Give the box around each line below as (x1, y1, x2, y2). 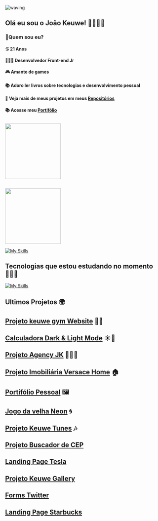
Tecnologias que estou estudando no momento (5, 262, 153, 271)
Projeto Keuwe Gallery (5, 474, 76, 482)
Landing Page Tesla (5, 457, 67, 466)
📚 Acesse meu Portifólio (5, 107, 57, 113)
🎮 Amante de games (5, 69, 49, 75)
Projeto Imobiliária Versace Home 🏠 (5, 368, 119, 376)
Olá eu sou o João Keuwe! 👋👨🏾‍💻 (5, 19, 105, 27)
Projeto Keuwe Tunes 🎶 (5, 424, 78, 432)
